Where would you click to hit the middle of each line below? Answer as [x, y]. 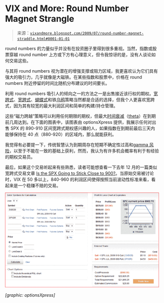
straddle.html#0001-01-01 [43, 39]
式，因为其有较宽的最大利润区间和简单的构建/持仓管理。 [61, 106]
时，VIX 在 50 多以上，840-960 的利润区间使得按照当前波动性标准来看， [78, 179]
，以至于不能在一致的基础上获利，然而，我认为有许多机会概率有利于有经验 [84, 151]
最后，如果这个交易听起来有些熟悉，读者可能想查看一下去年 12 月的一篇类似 [81, 167]
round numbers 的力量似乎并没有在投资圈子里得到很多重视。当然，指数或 [79, 48]
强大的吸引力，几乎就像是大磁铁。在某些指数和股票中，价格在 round [74, 77]
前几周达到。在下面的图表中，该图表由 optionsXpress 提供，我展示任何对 [79, 122]
